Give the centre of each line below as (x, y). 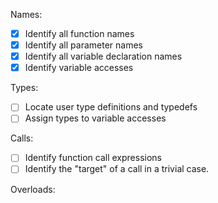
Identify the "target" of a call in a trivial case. (117, 169)
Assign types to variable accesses (95, 118)
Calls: (22, 138)
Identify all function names (79, 33)
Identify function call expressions (93, 158)
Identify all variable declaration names (103, 56)
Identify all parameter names (83, 45)
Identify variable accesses (79, 68)
